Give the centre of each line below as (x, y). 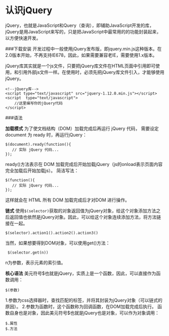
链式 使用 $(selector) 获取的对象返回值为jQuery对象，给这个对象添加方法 (81, 211)
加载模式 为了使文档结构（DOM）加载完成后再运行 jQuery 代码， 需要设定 (82, 128)
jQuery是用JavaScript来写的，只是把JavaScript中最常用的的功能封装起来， (83, 31)
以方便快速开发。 (23, 38)
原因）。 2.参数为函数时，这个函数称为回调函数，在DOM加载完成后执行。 (81, 306)
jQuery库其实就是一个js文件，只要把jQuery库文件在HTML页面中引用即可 (80, 66)
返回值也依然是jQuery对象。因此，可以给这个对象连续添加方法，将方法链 (85, 217)
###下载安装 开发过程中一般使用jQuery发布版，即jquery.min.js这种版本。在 (83, 49)
